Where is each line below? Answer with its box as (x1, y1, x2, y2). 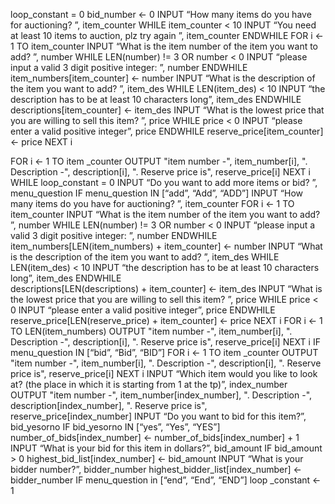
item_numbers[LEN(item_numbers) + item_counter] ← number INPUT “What (10, 240, 323, 252)
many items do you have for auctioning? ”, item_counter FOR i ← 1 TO (10, 198, 295, 209)
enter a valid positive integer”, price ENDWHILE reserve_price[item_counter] (10, 125, 324, 137)
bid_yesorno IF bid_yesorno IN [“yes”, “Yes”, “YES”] (10, 421, 221, 433)
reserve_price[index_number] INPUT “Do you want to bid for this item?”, (10, 410, 307, 422)
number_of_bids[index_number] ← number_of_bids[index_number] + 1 (10, 432, 300, 443)
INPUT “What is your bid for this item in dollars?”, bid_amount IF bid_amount (10, 442, 323, 454)
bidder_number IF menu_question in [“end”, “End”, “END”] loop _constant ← (10, 474, 322, 486)
